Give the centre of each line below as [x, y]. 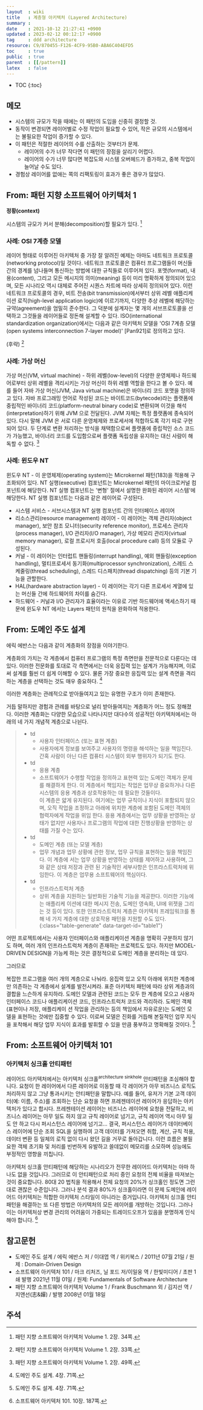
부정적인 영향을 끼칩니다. [35, 1154]
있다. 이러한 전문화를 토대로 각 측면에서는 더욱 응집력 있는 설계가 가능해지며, [96, 666]
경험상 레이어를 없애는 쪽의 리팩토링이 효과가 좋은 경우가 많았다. [90, 174]
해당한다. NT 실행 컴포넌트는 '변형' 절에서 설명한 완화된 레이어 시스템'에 [111, 490]
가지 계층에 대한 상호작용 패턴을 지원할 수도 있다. [109, 919]
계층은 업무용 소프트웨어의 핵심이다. [105, 875]
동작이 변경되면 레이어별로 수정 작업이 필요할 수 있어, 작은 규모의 [91, 129]
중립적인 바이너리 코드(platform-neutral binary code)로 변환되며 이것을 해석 [97, 405]
